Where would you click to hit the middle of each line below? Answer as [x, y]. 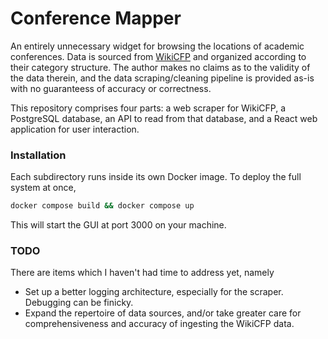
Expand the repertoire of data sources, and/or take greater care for [163, 313]
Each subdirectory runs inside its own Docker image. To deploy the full [156, 177]
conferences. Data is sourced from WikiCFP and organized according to [158, 56]
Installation [38, 155]
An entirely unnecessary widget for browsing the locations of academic [157, 46]
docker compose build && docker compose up [102, 206]
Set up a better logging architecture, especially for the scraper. [154, 292]
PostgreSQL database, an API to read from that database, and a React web [164, 118]
